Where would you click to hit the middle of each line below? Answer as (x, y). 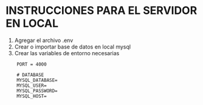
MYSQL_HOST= (32, 96)
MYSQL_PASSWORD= (37, 91)
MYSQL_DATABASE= (37, 80)
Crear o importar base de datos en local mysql (73, 47)
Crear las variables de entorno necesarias (67, 53)
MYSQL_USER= (32, 86)
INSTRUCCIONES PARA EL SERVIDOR (101, 11)
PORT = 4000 (32, 64)
